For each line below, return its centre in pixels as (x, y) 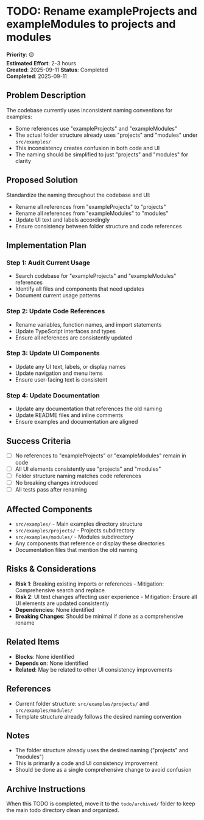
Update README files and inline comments (69, 415)
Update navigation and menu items (59, 373)
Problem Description (46, 96)
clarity (23, 161)
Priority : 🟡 (20, 54)
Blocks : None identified (45, 656)
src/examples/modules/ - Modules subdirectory (74, 537)
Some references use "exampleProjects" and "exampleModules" (96, 128)
